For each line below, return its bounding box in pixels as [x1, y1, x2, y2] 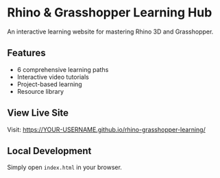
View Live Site [7, 107, 69, 119]
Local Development [7, 145, 92, 157]
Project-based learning [16, 80, 82, 88]
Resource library [16, 87, 64, 95]
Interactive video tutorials [16, 73, 89, 81]
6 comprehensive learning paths [16, 65, 109, 73]
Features [7, 47, 46, 59]
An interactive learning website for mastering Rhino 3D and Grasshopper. [7, 27, 214, 36]
